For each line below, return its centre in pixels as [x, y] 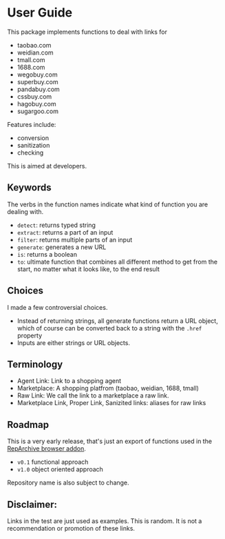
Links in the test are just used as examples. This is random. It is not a [105, 521]
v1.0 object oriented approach [60, 469]
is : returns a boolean [47, 254]
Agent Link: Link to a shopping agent [69, 381]
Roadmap [28, 425]
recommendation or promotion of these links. [71, 528]
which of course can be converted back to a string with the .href [109, 328]
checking [30, 153]
